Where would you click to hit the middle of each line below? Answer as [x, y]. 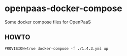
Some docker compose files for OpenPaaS [48, 22]
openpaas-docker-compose [63, 9]
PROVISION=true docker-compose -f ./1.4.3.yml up [57, 48]
